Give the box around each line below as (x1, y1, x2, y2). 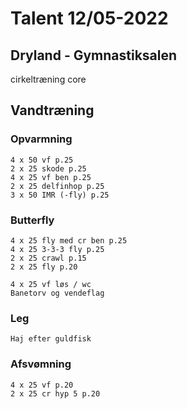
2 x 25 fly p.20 (10, 262, 78, 272)
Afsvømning (10, 357, 72, 371)
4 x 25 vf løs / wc (10, 279, 92, 289)
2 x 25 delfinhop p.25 (10, 181, 105, 191)
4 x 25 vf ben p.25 (10, 172, 92, 182)
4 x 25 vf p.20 (10, 380, 74, 390)
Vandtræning (10, 102, 95, 119)
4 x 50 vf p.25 (10, 155, 74, 165)
